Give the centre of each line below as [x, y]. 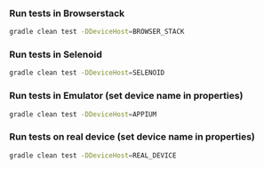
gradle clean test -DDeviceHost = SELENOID [87, 73]
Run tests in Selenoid [56, 54]
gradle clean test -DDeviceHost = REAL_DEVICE [93, 155]
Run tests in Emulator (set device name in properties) [126, 96]
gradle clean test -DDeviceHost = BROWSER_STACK [97, 32]
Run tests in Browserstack [67, 13]
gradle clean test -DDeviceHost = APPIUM [83, 114]
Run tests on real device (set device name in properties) [132, 137]
